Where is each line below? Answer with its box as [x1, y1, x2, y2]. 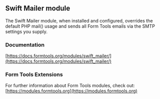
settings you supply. [5, 28, 48, 35]
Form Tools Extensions [5, 71, 63, 78]
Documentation [5, 41, 45, 48]
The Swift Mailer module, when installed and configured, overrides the [5, 17, 153, 23]
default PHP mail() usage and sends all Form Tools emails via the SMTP [5, 23, 155, 29]
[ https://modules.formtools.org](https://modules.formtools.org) [5, 88, 138, 94]
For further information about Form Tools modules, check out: [5, 83, 135, 89]
